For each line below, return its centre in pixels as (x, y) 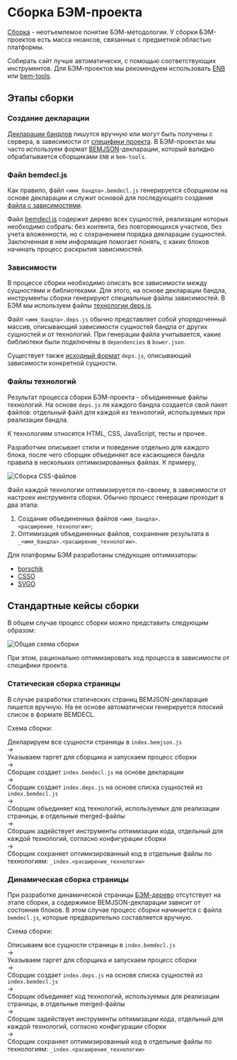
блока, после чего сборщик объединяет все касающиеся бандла (106, 454)
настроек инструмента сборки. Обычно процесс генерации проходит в (116, 497)
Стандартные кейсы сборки (73, 606)
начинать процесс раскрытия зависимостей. (75, 249)
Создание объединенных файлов (68, 518)
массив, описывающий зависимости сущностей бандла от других (108, 327)
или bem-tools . (30, 76)
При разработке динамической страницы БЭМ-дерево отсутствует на (114, 895)
